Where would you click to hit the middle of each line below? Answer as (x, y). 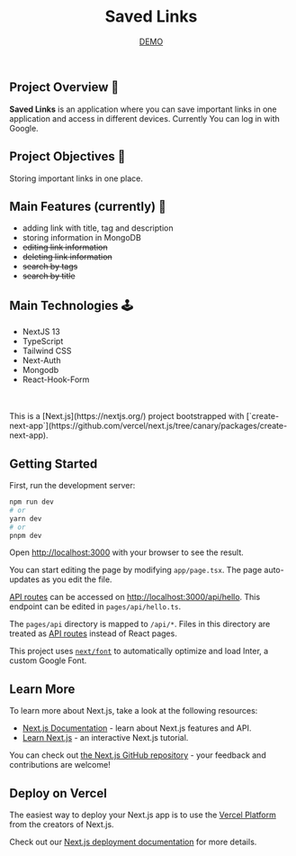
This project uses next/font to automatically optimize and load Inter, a (139, 651)
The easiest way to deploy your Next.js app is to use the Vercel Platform (143, 815)
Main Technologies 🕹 (71, 305)
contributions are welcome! (60, 765)
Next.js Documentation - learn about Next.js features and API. (137, 728)
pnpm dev (26, 535)
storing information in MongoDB (81, 238)
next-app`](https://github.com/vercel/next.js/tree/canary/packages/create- (148, 426)
